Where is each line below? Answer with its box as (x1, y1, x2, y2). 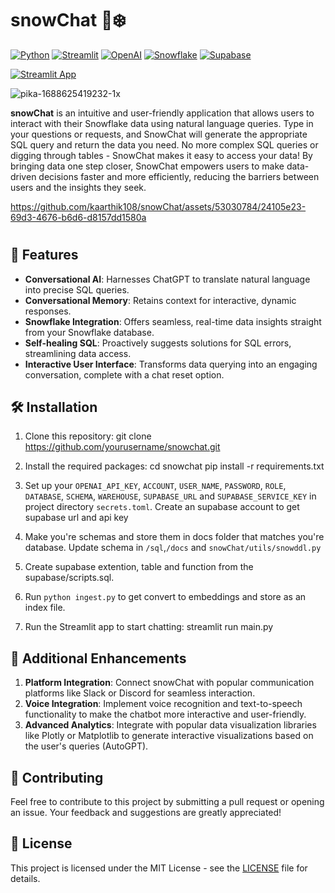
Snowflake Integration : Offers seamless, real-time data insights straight (24, 315, 322, 327)
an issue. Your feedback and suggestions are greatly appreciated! (10, 806, 282, 818)
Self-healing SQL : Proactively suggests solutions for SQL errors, (24, 337, 292, 349)
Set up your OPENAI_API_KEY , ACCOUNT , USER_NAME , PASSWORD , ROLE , (24, 480, 287, 492)
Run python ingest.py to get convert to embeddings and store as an (24, 591, 307, 603)
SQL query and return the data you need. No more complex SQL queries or (10, 138, 319, 151)
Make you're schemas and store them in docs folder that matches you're (24, 531, 325, 543)
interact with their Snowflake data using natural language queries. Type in (10, 117, 314, 129)
